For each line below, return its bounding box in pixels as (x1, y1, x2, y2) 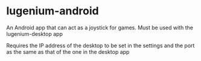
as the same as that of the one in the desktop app (6, 48, 130, 55)
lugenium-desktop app (6, 30, 63, 37)
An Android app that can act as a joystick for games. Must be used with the (6, 24, 193, 31)
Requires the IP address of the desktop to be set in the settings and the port (6, 42, 195, 49)
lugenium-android (6, 4, 99, 18)
